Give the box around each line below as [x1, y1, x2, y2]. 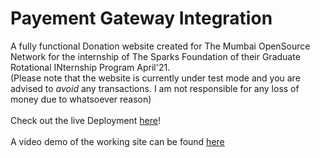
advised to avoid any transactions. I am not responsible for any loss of [10, 82, 300, 94]
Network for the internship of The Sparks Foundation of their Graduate [10, 50, 301, 62]
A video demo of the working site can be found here [10, 135, 225, 147]
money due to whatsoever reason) [10, 93, 152, 105]
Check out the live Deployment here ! [10, 114, 162, 126]
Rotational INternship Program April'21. [10, 61, 171, 73]
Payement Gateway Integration [10, 7, 273, 30]
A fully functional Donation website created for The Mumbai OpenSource [10, 40, 311, 52]
